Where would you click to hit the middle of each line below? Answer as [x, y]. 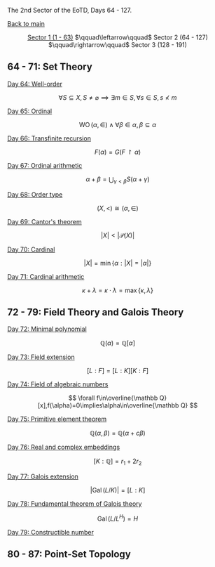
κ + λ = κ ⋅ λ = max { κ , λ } [118, 290]
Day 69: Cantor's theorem [44, 221]
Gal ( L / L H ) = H [118, 518]
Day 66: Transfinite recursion [49, 138]
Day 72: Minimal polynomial [47, 329]
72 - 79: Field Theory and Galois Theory [96, 312]
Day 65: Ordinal [30, 111]
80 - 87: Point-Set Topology [69, 554]
